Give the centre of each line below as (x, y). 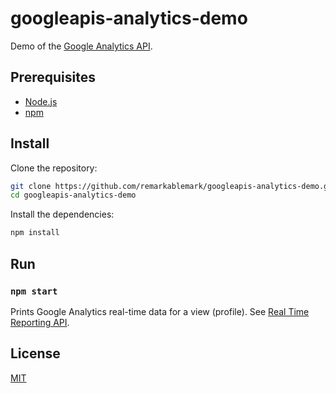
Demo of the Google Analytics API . (81, 46)
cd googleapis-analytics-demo (73, 195)
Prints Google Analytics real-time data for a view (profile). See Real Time (160, 311)
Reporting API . (40, 322)
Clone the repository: (54, 168)
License (35, 353)
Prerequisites (53, 77)
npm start (34, 291)
